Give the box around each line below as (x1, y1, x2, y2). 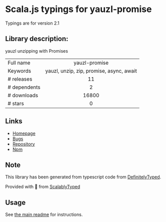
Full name (7, 59, 31, 66)
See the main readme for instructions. (5, 211, 83, 217)
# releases (7, 75, 32, 82)
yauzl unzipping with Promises (5, 48, 68, 54)
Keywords (7, 67, 31, 74)
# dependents (7, 84, 41, 91)
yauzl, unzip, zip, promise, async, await (45, 67, 137, 74)
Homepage (12, 130, 36, 136)
